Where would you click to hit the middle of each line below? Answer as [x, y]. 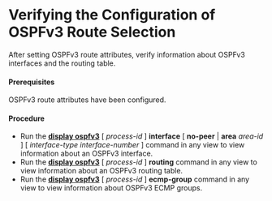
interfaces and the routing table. [62, 63]
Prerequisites [32, 82]
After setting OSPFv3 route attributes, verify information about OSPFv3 [127, 54]
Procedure [26, 118]
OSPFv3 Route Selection [92, 32]
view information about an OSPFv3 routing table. [101, 171]
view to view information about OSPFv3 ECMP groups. [111, 188]
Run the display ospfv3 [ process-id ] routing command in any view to [138, 162]
